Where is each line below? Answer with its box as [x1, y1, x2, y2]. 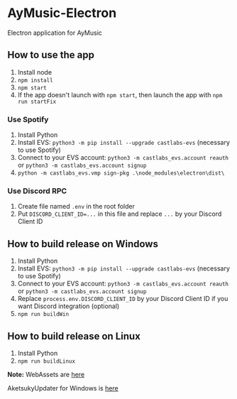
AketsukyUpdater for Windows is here [7, 383, 118, 392]
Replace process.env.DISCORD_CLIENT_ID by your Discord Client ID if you [17, 295, 228, 303]
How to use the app [7, 49, 94, 61]
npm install [17, 77, 53, 84]
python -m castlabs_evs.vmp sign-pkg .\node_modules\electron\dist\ [17, 170, 225, 177]
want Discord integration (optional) [17, 302, 120, 310]
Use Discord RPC [7, 186, 67, 196]
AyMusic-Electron [7, 5, 117, 21]
